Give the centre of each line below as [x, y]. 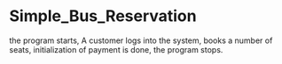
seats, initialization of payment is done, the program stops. [116, 49]
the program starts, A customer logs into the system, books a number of [141, 40]
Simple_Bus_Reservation [103, 16]
